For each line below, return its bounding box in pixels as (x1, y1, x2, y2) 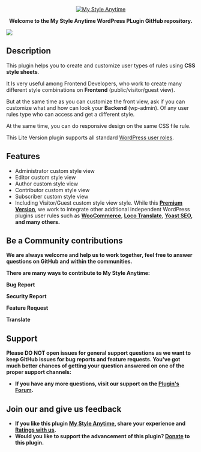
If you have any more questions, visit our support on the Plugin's (14, 380, 179, 387)
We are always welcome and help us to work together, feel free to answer (6, 252, 193, 259)
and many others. (14, 218, 60, 225)
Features (6, 151, 40, 161)
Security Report (6, 293, 47, 300)
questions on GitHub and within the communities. (6, 258, 133, 265)
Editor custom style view (14, 173, 76, 181)
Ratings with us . (14, 426, 56, 433)
